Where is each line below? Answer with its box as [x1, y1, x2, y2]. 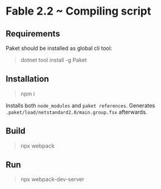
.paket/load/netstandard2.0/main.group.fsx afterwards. [5, 108, 148, 115]
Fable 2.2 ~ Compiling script [5, 4, 151, 18]
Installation [5, 74, 49, 84]
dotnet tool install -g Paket [20, 57, 87, 63]
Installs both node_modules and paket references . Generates [5, 101, 156, 109]
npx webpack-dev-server [20, 176, 84, 183]
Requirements [5, 29, 60, 39]
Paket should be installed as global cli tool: [5, 44, 112, 52]
